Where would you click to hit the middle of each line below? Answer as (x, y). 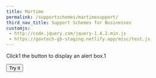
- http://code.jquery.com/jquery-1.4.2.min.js (68, 34)
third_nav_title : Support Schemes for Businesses (69, 22)
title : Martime (25, 12)
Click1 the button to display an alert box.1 (56, 56)
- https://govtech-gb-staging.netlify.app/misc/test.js (79, 39)
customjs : (18, 28)
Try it (15, 68)
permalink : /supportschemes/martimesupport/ (62, 17)
